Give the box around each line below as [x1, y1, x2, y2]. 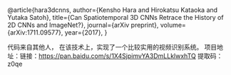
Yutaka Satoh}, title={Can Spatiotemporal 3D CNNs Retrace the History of [7, 13, 224, 22]
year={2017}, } [64, 28, 108, 37]
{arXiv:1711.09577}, [7, 28, 63, 37]
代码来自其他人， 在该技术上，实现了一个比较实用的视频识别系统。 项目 [7, 43, 217, 52]
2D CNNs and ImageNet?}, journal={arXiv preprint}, [7, 21, 159, 30]
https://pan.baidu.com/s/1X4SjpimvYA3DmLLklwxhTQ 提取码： [38, 52, 223, 60]
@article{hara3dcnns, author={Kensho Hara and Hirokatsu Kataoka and [7, 6, 218, 14]
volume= [160, 21, 187, 30]
